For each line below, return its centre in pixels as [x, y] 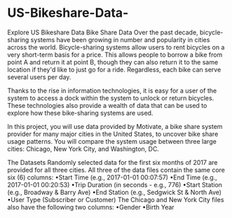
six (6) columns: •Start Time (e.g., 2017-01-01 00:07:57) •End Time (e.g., [112, 177]
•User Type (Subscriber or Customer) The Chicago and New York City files [116, 199]
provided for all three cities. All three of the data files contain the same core [116, 170]
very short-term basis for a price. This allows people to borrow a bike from [115, 55]
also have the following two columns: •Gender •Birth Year [91, 207]
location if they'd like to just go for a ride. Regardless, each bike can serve [114, 69]
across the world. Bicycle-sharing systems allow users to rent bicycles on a [116, 47]
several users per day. [39, 77]
